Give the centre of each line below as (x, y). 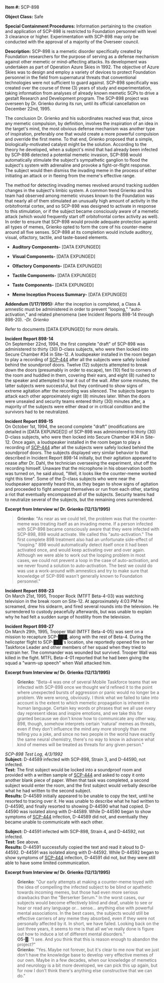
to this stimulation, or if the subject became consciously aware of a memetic (82, 211)
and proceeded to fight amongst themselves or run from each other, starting (82, 489)
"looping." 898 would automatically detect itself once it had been (82, 545)
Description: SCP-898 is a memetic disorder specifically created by (73, 51)
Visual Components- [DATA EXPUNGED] (54, 256)
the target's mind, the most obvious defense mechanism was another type (80, 129)
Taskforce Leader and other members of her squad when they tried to (75, 647)
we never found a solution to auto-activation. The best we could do (85, 565)
